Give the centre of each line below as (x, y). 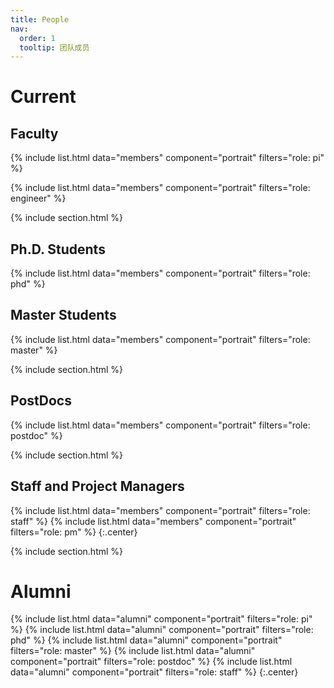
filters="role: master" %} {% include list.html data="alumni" (133, 651)
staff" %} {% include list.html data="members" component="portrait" (153, 521)
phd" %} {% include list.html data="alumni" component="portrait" (146, 640)
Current (43, 97)
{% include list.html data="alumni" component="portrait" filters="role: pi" (161, 619)
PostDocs (41, 401)
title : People (40, 19)
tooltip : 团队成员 (54, 47)
